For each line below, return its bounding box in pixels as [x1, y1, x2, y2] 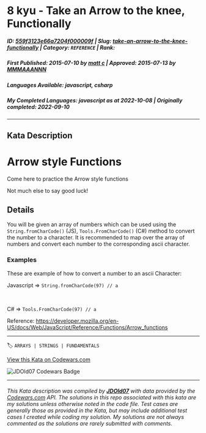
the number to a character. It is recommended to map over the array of [7, 234, 185, 241]
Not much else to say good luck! [7, 187, 89, 194]
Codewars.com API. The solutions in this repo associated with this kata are [7, 394, 197, 401]
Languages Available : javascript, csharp [7, 81, 113, 89]
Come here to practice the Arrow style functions [7, 175, 129, 183]
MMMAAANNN [7, 66, 46, 73]
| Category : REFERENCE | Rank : [39, 43, 116, 51]
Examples [7, 255, 37, 264]
